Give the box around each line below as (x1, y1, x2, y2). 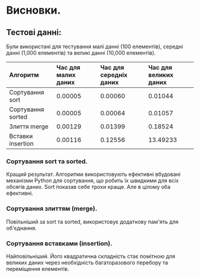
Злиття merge (9, 122, 49, 131)
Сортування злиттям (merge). (6, 204, 98, 213)
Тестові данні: (6, 27, 61, 37)
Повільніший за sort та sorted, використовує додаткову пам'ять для (6, 218, 179, 225)
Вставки (9, 132, 33, 140)
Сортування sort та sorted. (6, 157, 88, 165)
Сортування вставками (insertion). (6, 239, 112, 247)
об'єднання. (6, 224, 37, 232)
